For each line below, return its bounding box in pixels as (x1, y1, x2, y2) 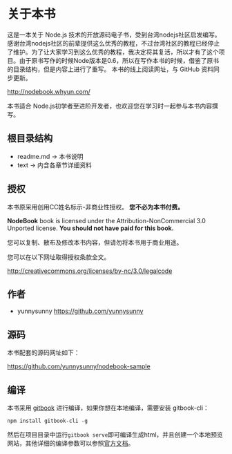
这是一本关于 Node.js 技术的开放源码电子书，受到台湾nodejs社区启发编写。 (7, 30, 221, 39)
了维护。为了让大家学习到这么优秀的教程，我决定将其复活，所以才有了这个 (7, 48, 219, 56)
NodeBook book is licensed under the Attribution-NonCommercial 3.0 (7, 216, 206, 225)
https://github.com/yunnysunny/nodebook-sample (7, 362, 151, 370)
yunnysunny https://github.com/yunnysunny (17, 307, 144, 315)
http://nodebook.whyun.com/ (7, 87, 91, 95)
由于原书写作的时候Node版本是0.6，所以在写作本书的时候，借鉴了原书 (19, 56, 220, 64)
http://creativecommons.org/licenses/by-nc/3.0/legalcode (7, 267, 173, 275)
